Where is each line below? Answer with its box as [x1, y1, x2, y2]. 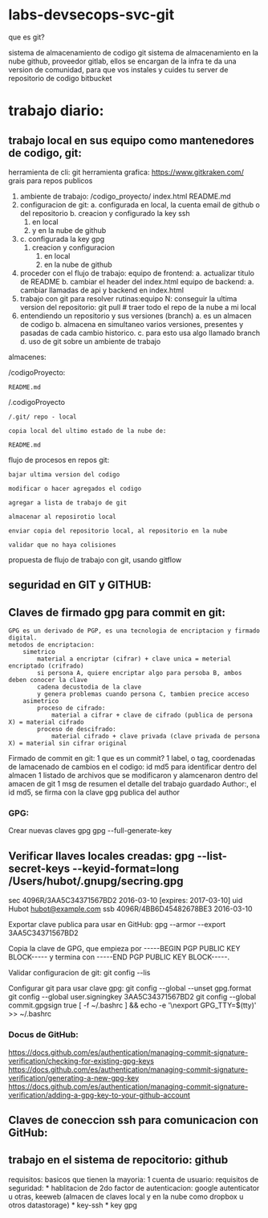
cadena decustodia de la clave [37, 683, 142, 692]
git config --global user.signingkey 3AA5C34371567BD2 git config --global [8, 992, 257, 1002]
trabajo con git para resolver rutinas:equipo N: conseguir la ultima [19, 293, 238, 303]
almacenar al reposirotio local [8, 513, 116, 521]
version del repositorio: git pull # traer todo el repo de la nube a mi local [19, 302, 257, 312]
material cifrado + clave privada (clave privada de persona [51, 733, 261, 741]
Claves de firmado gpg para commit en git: [8, 605, 226, 619]
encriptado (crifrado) [8, 662, 84, 670]
